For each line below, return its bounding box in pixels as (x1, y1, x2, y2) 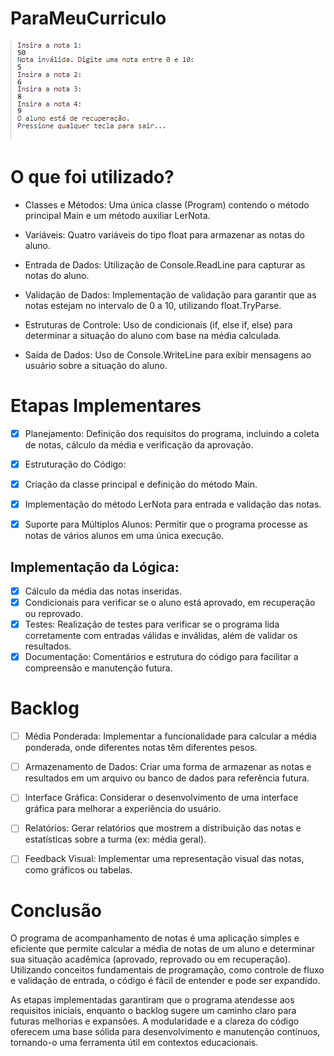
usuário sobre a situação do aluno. (24, 359, 168, 371)
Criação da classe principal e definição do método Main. (24, 478, 258, 490)
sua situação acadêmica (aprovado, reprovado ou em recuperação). (10, 953, 291, 966)
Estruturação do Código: (24, 458, 127, 470)
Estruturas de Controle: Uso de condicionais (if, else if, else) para (24, 318, 293, 331)
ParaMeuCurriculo (10, 7, 167, 30)
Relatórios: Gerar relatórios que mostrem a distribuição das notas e (24, 822, 302, 834)
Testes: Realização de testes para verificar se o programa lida (24, 618, 280, 631)
